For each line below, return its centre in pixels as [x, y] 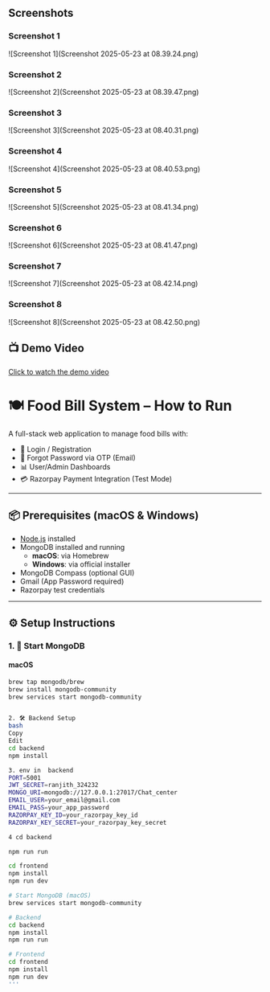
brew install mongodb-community [62, 689]
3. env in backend [41, 770]
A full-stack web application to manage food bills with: [98, 433]
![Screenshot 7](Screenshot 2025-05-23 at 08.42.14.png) [103, 284]
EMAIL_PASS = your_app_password [59, 808]
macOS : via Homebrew [70, 556]
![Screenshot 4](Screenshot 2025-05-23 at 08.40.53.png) [104, 169]
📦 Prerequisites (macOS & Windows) [104, 515]
